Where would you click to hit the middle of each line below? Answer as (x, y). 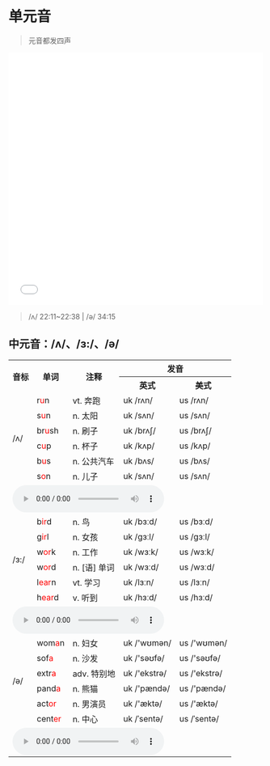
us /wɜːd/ (197, 567)
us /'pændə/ (202, 688)
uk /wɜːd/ (141, 567)
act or (46, 703)
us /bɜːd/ (196, 521)
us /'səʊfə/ (200, 658)
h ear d (48, 597)
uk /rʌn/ (138, 400)
